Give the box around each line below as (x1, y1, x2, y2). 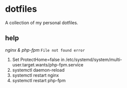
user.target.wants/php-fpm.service (12, 61, 84, 67)
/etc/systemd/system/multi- (65, 57, 122, 62)
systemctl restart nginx (12, 72, 59, 78)
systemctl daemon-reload (12, 67, 65, 73)
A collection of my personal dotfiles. (5, 20, 78, 26)
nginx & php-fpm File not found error (5, 47, 85, 53)
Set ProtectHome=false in (12, 57, 65, 62)
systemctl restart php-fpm (12, 77, 66, 83)
